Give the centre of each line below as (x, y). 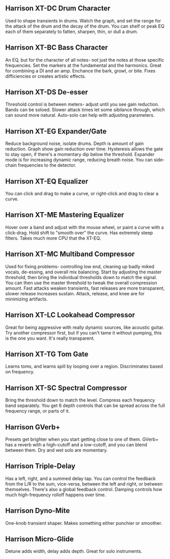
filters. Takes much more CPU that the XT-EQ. (53, 238)
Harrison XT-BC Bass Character (57, 48)
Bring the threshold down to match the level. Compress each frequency (80, 400)
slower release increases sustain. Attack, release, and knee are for (75, 293)
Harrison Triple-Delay (40, 466)
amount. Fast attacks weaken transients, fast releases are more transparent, (85, 288)
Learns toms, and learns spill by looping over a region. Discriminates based (84, 366)
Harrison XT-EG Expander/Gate (56, 131)
